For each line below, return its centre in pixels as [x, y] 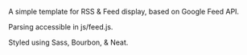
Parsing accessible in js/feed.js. [61, 27]
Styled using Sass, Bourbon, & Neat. [68, 42]
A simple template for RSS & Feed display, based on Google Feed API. [124, 12]
